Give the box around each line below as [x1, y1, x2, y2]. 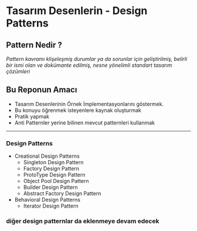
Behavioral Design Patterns [14, 196, 81, 203]
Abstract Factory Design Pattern [23, 190, 101, 197]
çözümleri [6, 68, 30, 74]
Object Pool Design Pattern [23, 178, 89, 185]
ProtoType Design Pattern [23, 171, 86, 178]
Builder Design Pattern [23, 184, 78, 191]
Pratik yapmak [14, 113, 50, 120]
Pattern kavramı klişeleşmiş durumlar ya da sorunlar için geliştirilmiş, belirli [6, 56, 188, 62]
